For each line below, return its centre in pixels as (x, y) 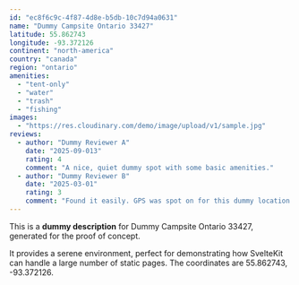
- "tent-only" (43, 84)
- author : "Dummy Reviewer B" (73, 176)
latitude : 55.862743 (48, 34)
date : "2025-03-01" (62, 185)
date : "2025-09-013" (64, 151)
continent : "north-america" (62, 51)
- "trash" (35, 101)
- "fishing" (40, 109)
